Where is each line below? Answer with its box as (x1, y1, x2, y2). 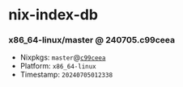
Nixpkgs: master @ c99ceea (19, 52, 106, 62)
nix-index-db (8, 6, 99, 24)
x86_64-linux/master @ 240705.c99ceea (8, 35, 176, 46)
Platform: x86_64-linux (19, 61, 97, 71)
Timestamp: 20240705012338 (19, 70, 113, 80)
